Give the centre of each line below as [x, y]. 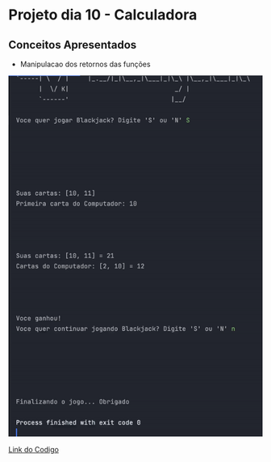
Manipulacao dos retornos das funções [85, 64]
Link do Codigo [33, 449]
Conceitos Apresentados [73, 45]
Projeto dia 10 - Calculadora [103, 15]
